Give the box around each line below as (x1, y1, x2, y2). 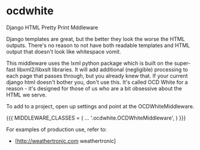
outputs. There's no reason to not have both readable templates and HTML (6, 42, 190, 49)
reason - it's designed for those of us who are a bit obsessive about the (6, 85, 182, 92)
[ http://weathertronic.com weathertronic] (14, 137, 116, 144)
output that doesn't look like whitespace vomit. (6, 48, 121, 55)
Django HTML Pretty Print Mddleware (6, 24, 99, 31)
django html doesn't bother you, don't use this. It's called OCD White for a (6, 79, 188, 86)
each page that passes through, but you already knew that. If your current (6, 72, 188, 79)
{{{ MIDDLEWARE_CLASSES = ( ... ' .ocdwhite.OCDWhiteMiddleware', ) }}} (6, 114, 186, 121)
